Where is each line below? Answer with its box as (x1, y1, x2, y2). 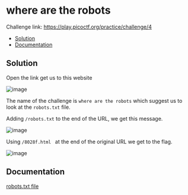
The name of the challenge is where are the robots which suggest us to (6, 97, 183, 104)
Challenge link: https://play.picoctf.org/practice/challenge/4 (6, 23, 152, 30)
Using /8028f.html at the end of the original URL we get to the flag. (6, 138, 173, 145)
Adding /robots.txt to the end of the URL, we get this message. (6, 115, 163, 122)
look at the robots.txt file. (6, 103, 71, 111)
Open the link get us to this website (6, 74, 93, 81)
